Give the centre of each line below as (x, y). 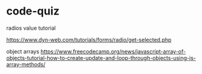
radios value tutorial (31, 28)
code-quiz (33, 11)
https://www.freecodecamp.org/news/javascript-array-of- (113, 51)
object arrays (23, 51)
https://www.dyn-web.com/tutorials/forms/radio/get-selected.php (89, 39)
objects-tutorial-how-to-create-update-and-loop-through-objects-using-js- (101, 58)
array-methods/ (26, 64)
